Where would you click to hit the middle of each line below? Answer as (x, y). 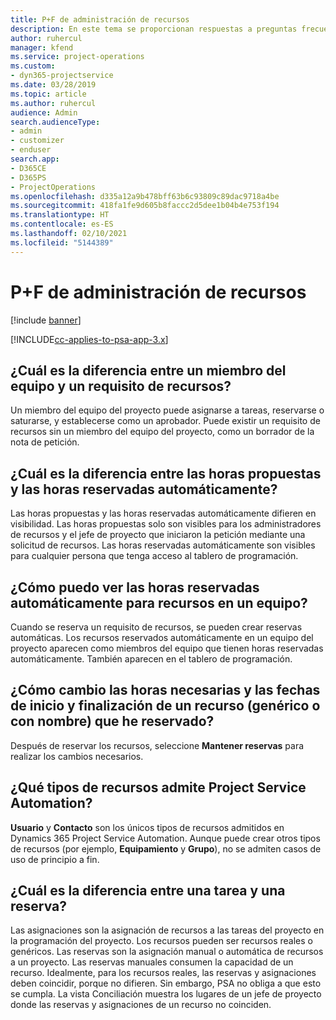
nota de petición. (45, 442)
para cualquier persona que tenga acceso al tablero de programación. (154, 556)
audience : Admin (44, 112)
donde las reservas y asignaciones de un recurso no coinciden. (141, 1005)
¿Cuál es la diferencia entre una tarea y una (148, 891)
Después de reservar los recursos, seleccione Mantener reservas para (157, 745)
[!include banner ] (46, 320)
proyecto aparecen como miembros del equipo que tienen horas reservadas (167, 648)
